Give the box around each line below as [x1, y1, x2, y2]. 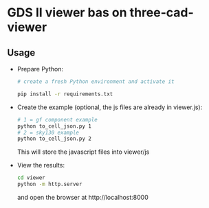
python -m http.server [16, 181, 82, 188]
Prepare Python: [16, 65, 64, 73]
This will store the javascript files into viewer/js [16, 148, 150, 156]
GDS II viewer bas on [7, 5, 127, 21]
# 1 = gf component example [16, 116, 98, 123]
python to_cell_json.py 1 [16, 122, 91, 130]
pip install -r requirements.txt [16, 91, 113, 97]
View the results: [16, 161, 65, 170]
